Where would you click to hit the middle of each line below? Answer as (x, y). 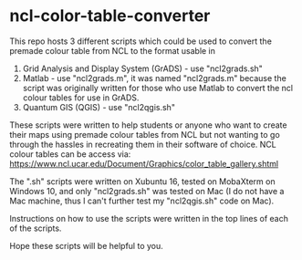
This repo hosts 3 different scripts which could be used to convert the (141, 41)
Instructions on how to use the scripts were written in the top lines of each (149, 218)
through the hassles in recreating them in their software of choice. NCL (143, 144)
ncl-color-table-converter (110, 16)
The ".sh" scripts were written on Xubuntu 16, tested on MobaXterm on (142, 181)
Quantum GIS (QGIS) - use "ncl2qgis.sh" (99, 107)
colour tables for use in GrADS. (81, 98)
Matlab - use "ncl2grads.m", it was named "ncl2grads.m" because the (155, 78)
